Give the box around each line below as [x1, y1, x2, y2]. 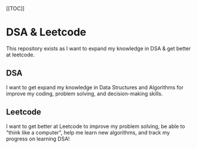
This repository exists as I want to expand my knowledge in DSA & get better [6, 45, 191, 52]
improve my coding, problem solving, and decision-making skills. [6, 90, 163, 97]
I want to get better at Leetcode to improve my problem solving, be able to [6, 123, 185, 130]
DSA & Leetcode [6, 26, 87, 39]
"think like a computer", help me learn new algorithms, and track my [6, 129, 170, 136]
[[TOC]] [6, 5, 25, 12]
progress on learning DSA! [6, 135, 70, 142]
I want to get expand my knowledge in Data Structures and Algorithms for [6, 83, 184, 90]
